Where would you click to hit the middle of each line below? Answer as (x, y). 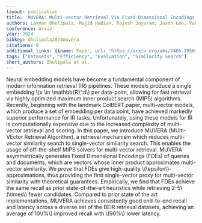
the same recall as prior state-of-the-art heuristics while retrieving (88, 188)
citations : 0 (23, 46)
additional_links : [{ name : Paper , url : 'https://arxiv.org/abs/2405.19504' (103, 51)
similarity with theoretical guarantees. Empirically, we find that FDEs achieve (101, 182)
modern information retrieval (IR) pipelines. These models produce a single (99, 85)
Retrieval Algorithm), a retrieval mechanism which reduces (97, 136)
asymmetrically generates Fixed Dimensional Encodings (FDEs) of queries (98, 156)
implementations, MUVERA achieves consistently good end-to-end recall (97, 200)
